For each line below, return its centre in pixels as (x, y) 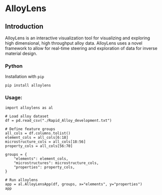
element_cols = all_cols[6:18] (37, 137)
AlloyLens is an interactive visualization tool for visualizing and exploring (78, 38)
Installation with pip (25, 77)
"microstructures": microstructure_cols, (56, 163)
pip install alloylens (28, 85)
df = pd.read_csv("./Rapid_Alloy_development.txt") (58, 120)
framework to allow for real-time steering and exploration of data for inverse (81, 48)
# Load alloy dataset (27, 116)
